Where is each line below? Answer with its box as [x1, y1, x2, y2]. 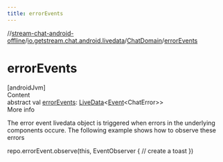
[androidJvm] [7, 83, 46, 92]
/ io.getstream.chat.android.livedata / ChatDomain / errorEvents [25, 36, 198, 45]
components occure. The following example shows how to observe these [7, 125, 217, 134]
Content [7, 90, 30, 99]
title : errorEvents [7, 10, 64, 17]
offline [7, 36, 26, 45]
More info [7, 105, 35, 114]
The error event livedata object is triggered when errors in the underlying [7, 119, 216, 127]
